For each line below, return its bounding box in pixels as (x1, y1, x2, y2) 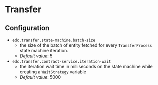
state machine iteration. (19, 48, 68, 53)
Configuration (5, 24, 50, 32)
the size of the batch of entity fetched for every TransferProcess (19, 42, 152, 48)
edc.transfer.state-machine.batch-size (12, 38, 96, 43)
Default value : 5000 (19, 74, 61, 80)
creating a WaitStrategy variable (19, 69, 86, 75)
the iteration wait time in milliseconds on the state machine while (19, 64, 153, 69)
